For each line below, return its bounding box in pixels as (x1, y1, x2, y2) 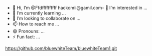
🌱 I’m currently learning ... (12, 10, 66, 16)
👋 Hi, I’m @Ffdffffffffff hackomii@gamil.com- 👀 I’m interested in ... (12, 5, 148, 10)
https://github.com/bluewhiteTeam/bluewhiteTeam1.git (5, 45, 117, 51)
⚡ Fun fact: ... (12, 34, 40, 39)
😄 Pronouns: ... (12, 28, 45, 34)
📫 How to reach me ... (12, 21, 59, 27)
